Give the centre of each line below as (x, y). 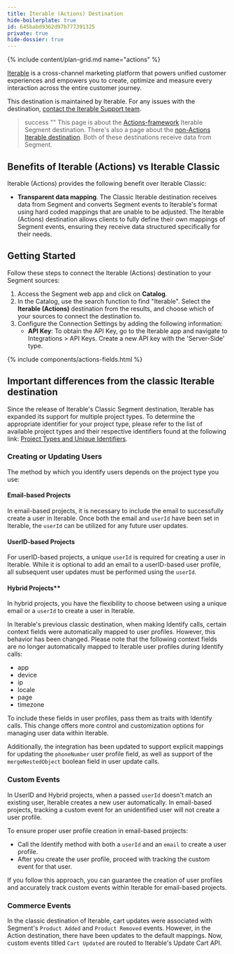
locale (26, 690)
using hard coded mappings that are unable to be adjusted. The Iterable (120, 212)
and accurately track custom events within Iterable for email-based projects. (117, 887)
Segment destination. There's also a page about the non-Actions (117, 130)
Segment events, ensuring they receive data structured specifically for (119, 226)
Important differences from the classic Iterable (111, 381)
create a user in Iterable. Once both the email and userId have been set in (113, 518)
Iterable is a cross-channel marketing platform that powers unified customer (117, 73)
